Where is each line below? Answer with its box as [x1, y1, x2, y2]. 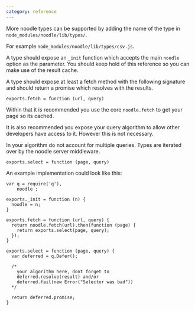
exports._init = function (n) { [6, 196, 86, 202]
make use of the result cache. [6, 66, 79, 74]
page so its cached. [6, 112, 54, 119]
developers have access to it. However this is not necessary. [6, 130, 154, 137]
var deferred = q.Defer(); [11, 253, 78, 259]
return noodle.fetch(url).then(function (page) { [11, 222, 136, 228]
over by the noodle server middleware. [6, 148, 100, 155]
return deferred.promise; [11, 294, 76, 300]
